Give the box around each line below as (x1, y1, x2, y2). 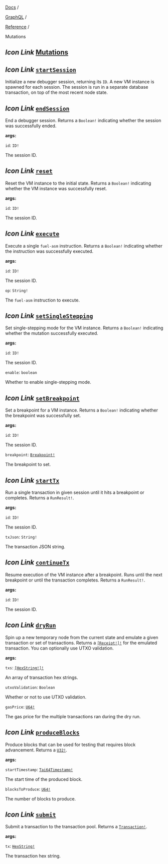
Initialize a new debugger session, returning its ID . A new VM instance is (5, 79, 154, 85)
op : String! (5, 287, 29, 293)
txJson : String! (5, 534, 38, 540)
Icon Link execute (5, 229, 60, 238)
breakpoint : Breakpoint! (5, 451, 55, 458)
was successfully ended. (5, 123, 57, 129)
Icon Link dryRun (5, 621, 56, 629)
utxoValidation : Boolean (5, 684, 55, 690)
